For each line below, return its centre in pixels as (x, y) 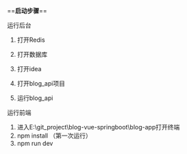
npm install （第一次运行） (54, 136)
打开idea (29, 69)
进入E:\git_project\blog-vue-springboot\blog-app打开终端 (98, 127)
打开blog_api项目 (41, 84)
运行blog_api (35, 98)
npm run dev (35, 143)
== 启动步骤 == (27, 11)
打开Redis (31, 40)
